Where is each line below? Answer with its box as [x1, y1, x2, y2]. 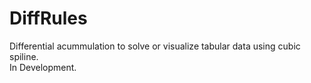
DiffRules [9, 7, 88, 30]
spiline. [9, 50, 39, 62]
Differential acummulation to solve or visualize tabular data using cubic [9, 40, 301, 52]
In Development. [9, 61, 77, 73]
